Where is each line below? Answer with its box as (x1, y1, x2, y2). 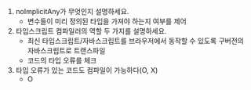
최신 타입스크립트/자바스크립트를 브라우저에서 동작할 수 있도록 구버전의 (27, 36, 245, 45)
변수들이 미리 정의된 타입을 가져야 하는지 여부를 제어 (27, 16, 187, 26)
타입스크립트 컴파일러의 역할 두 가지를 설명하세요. (15, 27, 167, 35)
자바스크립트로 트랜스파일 (27, 46, 106, 55)
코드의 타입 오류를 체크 (27, 56, 97, 65)
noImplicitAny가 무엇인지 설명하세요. (15, 7, 129, 16)
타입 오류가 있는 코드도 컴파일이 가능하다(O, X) (15, 66, 158, 74)
